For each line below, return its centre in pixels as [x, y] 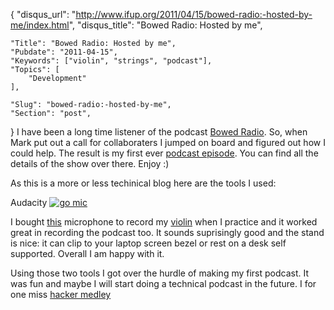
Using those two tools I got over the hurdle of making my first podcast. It [160, 273]
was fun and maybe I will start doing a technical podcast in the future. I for [163, 283]
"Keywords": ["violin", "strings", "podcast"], [111, 61]
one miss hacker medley [61, 294]
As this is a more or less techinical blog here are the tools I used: [143, 183]
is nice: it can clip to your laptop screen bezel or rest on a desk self [148, 243]
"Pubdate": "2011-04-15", [64, 52]
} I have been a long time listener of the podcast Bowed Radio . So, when [159, 132]
